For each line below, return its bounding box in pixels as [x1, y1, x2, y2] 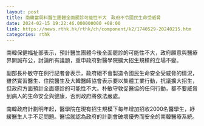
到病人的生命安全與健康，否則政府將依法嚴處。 [6, 93, 123, 100]
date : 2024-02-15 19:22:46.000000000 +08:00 [6, 20, 121, 26]
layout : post [6, 9, 39, 15]
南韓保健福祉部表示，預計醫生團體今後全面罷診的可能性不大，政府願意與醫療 [6, 49, 198, 57]
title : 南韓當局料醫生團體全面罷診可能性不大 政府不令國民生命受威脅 [6, 15, 161, 21]
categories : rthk [6, 32, 50, 38]
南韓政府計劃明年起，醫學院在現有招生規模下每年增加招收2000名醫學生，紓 [6, 105, 195, 113]
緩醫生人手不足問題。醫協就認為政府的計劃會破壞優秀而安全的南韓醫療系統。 [6, 113, 198, 121]
